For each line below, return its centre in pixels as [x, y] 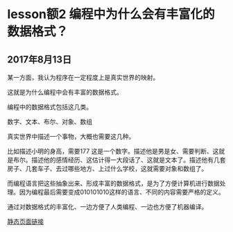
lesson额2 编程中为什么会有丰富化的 [111, 14]
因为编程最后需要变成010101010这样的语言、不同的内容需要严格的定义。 [122, 192]
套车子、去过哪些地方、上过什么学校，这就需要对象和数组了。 [119, 168]
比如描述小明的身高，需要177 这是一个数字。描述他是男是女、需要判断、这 [113, 151]
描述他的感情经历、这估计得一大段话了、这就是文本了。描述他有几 [125, 160]
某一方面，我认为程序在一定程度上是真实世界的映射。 [83, 77]
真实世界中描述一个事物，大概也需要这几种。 [71, 136]
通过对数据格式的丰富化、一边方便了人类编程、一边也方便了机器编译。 [107, 207]
